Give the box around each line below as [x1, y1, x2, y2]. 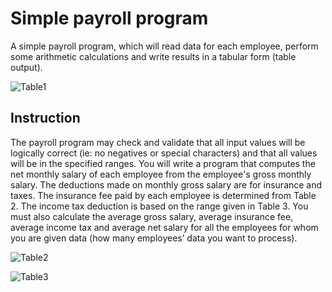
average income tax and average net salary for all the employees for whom [10, 221, 319, 233]
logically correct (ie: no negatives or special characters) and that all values [10, 147, 318, 159]
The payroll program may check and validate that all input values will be [10, 136, 306, 148]
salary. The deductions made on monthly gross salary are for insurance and [10, 178, 323, 191]
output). [10, 61, 43, 73]
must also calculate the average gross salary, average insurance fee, [10, 210, 294, 222]
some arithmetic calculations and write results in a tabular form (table [10, 50, 297, 62]
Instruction [10, 110, 81, 127]
